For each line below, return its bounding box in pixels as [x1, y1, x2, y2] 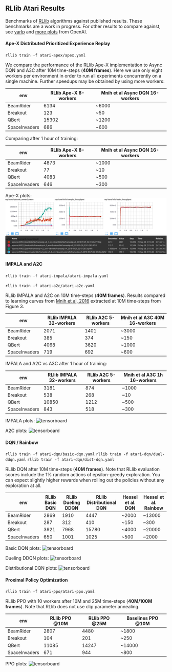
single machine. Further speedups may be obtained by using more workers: [5, 78, 165, 84]
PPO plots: [5, 661, 28, 667]
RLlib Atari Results [5, 4, 65, 13]
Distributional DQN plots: [5, 565, 58, 571]
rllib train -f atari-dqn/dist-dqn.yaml [27, 457, 115, 462]
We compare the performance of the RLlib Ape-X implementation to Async [5, 62, 162, 68]
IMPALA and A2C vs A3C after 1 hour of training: [5, 360, 107, 366]
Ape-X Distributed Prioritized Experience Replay [5, 41, 111, 47]
